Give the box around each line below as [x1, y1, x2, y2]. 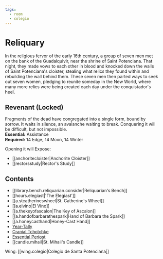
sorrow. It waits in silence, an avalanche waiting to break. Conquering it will [5, 121, 156, 127]
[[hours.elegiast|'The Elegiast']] [12, 193, 76, 198]
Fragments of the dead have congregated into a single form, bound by [5, 116, 146, 122]
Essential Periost [12, 234, 46, 240]
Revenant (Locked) [5, 103, 64, 112]
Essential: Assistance [5, 131, 49, 137]
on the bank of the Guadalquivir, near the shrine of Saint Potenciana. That [5, 58, 152, 64]
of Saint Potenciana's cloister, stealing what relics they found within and [5, 68, 149, 74]
